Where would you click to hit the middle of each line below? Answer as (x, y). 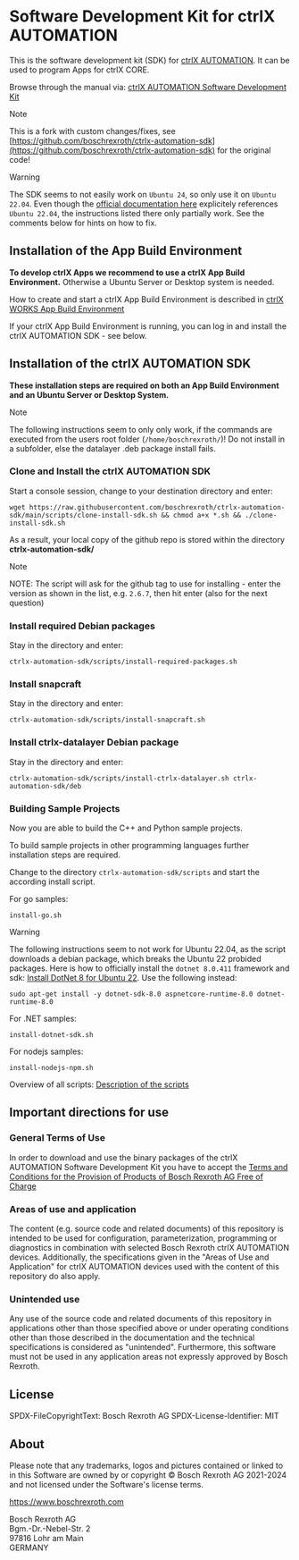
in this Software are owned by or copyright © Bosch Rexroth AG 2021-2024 (148, 1475)
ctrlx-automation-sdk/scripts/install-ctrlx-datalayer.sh (119, 778)
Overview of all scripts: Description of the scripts (99, 1084)
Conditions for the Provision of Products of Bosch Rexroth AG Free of (136, 1176)
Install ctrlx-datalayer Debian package (94, 742)
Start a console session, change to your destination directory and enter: (141, 491)
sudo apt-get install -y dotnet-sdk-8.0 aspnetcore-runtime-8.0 (131, 994)
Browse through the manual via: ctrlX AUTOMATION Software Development (148, 87)
